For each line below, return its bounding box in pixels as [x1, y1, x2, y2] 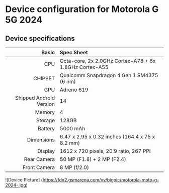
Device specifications [5, 34, 75, 43]
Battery [37, 125, 55, 132]
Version [37, 101, 55, 107]
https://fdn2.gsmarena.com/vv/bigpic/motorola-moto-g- [42, 177, 159, 182]
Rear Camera [24, 156, 55, 162]
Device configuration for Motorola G [5, 4, 159, 15]
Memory [35, 109, 55, 116]
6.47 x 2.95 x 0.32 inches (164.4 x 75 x [59, 133, 155, 140]
